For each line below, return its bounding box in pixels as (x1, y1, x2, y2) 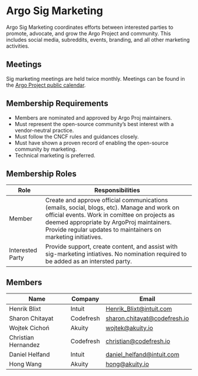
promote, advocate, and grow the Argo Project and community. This (6, 29, 171, 37)
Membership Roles (6, 169, 77, 179)
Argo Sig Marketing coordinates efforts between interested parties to (6, 24, 174, 31)
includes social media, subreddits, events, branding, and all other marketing (6, 36, 190, 43)
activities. (6, 42, 29, 50)
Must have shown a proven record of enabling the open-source (14, 139, 169, 146)
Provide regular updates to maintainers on (45, 226, 161, 234)
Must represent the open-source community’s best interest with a (14, 120, 174, 127)
